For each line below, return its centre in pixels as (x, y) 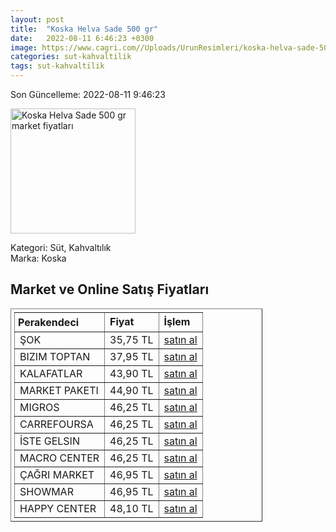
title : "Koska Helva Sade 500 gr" (84, 29)
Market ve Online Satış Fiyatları (110, 289)
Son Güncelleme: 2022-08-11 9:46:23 (88, 94)
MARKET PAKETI (59, 390)
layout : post (37, 19)
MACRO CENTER (59, 458)
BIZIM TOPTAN (55, 356)
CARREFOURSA (56, 424)
